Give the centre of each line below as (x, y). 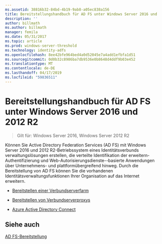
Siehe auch (22, 225)
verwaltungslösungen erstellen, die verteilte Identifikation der (66, 155)
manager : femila (21, 32)
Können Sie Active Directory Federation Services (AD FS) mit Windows (76, 145)
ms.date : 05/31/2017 (26, 37)
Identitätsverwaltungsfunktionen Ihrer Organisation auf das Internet (72, 176)
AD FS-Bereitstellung (26, 236)
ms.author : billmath (26, 28)
